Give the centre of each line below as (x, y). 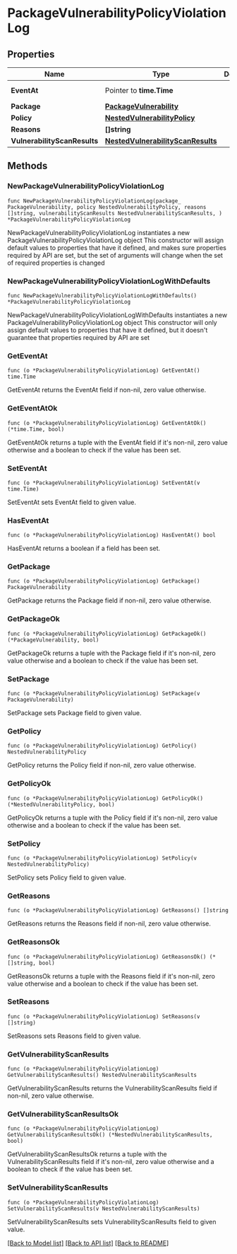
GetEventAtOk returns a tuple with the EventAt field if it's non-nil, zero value (117, 442)
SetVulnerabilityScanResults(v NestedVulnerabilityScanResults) (104, 1209)
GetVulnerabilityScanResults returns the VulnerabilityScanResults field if (112, 1088)
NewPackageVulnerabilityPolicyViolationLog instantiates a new (99, 232)
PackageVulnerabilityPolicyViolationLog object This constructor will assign (116, 240)
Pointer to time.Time (139, 90)
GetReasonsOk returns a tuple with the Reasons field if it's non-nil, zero (111, 976)
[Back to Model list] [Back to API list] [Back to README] (88, 1243)
